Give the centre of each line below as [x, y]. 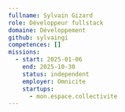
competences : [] [35, 45]
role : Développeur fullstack [56, 23]
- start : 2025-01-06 [49, 60]
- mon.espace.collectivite [73, 96]
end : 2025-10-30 [49, 67]
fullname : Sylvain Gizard [50, 15]
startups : [39, 89]
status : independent [56, 74]
